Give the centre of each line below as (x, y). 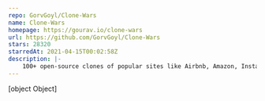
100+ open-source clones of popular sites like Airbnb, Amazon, (130, 67)
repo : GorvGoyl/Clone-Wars (52, 15)
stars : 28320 (30, 45)
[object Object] (33, 88)
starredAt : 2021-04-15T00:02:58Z (63, 52)
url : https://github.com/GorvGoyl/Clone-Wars (84, 37)
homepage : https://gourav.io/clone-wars (76, 30)
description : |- (35, 60)
